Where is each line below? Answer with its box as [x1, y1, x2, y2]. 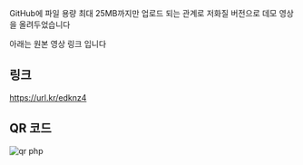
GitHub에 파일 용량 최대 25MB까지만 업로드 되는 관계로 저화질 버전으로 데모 [9, 8, 278, 18]
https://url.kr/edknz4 [9, 92, 87, 102]
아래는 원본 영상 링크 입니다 [9, 39, 107, 49]
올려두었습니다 [18, 19, 71, 30]
